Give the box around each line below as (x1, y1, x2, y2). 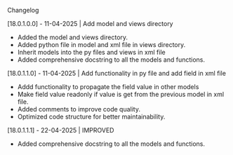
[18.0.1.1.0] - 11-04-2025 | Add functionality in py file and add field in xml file (7, 69, 227, 77)
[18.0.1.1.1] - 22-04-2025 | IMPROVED (7, 126, 114, 134)
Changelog (7, 6, 39, 14)
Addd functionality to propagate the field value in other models (17, 83, 199, 90)
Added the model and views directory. (17, 33, 128, 41)
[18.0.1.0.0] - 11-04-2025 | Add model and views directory (7, 20, 173, 27)
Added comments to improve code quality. (17, 105, 140, 113)
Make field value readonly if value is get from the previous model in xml (17, 90, 225, 98)
